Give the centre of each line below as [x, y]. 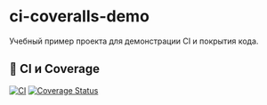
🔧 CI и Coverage [55, 69]
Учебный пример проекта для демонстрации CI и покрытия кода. [134, 41]
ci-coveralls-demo [79, 16]
